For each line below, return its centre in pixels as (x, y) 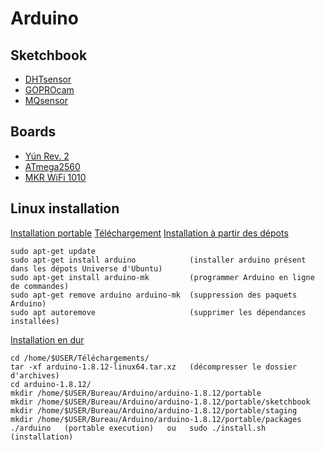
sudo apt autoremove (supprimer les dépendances (158, 312)
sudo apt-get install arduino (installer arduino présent (158, 260)
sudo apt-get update (53, 251)
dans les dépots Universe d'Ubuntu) (86, 268)
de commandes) (40, 286)
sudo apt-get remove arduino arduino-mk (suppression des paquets (154, 295)
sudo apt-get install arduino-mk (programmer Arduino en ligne (162, 277)
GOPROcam (49, 90)
